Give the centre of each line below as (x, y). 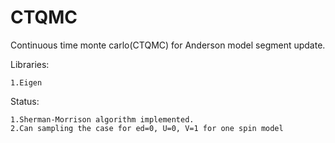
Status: (25, 101)
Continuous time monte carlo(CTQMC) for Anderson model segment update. (168, 45)
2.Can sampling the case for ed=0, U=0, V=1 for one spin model (147, 128)
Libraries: (30, 64)
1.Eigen (26, 82)
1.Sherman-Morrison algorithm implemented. (102, 119)
